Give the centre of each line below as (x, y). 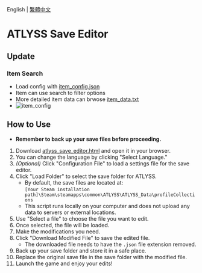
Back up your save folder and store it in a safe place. (81, 250)
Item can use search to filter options (61, 93)
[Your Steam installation (57, 189)
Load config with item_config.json (58, 86)
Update (21, 56)
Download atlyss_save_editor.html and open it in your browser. (93, 150)
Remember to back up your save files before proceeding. (88, 139)
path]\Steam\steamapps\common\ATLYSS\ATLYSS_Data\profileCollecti (110, 195)
